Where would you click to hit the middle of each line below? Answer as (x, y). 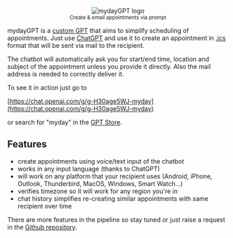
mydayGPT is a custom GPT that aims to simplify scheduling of (98, 31)
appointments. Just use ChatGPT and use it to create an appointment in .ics (116, 38)
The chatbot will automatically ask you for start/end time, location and (108, 59)
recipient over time (45, 206)
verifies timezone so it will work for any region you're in (97, 191)
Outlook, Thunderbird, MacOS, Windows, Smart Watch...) (100, 183)
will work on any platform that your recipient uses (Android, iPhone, (115, 176)
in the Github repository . (42, 227)
